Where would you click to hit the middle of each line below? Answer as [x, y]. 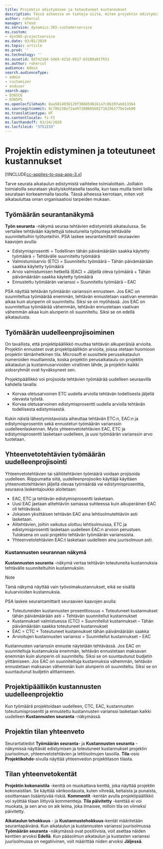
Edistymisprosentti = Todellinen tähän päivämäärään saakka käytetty [81, 251]
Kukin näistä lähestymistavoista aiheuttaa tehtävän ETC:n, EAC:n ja [72, 418]
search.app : [17, 91]
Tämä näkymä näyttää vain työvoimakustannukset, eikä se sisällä [70, 587]
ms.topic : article [24, 46]
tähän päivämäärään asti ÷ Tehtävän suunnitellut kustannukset [74, 616]
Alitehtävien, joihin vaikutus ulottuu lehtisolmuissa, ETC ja [69, 524]
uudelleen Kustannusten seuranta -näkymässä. [53, 716]
